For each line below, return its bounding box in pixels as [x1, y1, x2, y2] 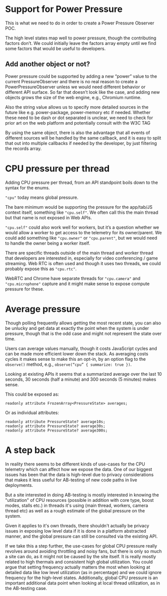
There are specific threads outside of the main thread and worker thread [5, 250, 154, 256]
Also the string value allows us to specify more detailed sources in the [5, 104, 149, 110]
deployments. [5, 482, 33, 488]
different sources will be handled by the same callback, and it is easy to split [5, 135, 162, 141]
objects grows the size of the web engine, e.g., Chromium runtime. [5, 94, 142, 100]
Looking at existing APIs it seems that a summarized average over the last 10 [5, 371, 162, 377]
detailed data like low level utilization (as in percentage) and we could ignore [5, 569, 162, 575]
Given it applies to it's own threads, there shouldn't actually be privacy [5, 522, 150, 529]
